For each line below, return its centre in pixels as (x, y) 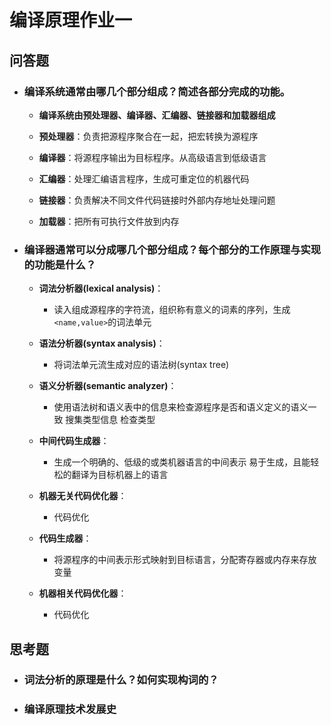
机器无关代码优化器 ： (82, 496)
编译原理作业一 (71, 20)
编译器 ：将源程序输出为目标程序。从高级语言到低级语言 (152, 157)
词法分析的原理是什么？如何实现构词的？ (121, 680)
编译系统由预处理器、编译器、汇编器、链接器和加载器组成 (157, 115)
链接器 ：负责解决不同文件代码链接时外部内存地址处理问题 (157, 200)
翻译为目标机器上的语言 (120, 475)
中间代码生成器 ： (74, 441)
